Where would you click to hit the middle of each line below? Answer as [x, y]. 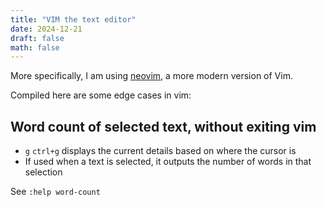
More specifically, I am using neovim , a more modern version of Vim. [151, 76]
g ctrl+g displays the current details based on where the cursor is [160, 151]
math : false [35, 47]
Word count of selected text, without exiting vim [163, 126]
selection [43, 172]
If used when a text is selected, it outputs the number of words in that [168, 162]
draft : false [37, 38]
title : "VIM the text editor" [73, 19]
